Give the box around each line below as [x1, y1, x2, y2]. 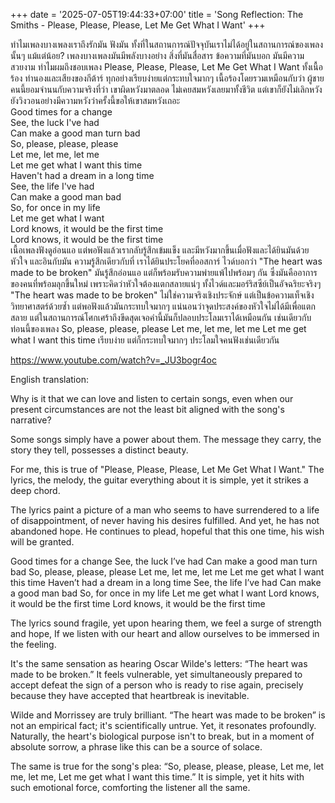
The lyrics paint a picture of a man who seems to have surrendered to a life [10, 504, 320, 516]
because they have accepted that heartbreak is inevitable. [10, 690, 250, 701]
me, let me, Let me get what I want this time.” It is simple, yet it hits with [10, 771, 305, 783]
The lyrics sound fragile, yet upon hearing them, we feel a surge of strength [10, 617, 322, 629]
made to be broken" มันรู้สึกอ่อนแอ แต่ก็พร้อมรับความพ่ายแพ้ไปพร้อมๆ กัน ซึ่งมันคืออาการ [10, 267, 318, 278]
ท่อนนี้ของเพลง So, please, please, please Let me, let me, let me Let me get [10, 323, 307, 334]
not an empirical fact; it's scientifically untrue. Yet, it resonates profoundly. [10, 720, 317, 731]
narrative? [10, 414, 52, 426]
